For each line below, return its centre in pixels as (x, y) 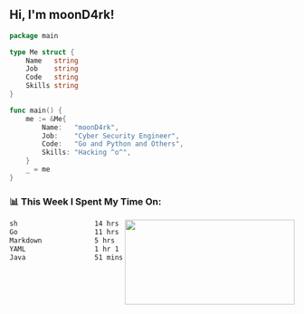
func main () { (36, 110)
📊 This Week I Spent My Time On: (85, 201)
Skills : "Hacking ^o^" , (86, 153)
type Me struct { (42, 52)
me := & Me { (46, 119)
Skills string (52, 86)
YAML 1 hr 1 (64, 249)
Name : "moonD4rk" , (81, 127)
